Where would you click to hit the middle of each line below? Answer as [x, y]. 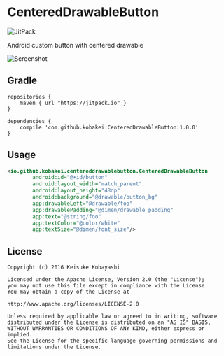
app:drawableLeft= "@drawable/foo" [83, 204]
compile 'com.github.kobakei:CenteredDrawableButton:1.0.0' [109, 127]
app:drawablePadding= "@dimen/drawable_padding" [103, 210]
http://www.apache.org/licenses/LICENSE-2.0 [73, 304]
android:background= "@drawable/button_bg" [95, 197]
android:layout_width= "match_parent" [87, 184]
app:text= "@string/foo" [67, 216]
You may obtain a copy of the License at [69, 292]
